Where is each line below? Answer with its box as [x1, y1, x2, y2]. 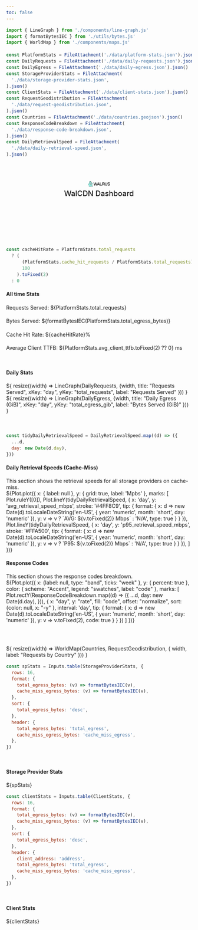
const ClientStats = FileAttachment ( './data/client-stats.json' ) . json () [6, 89, 189, 96]
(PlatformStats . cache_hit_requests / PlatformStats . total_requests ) [21, 259, 194, 265]
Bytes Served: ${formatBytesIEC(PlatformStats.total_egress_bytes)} [6, 317, 171, 324]
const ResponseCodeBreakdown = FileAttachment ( [6, 120, 126, 126]
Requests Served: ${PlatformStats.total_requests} [6, 304, 127, 311]
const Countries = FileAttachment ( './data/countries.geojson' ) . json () [6, 114, 183, 120]
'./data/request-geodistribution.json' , [11, 102, 112, 108]
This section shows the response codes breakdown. [6, 573, 133, 580]
